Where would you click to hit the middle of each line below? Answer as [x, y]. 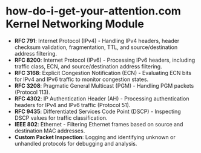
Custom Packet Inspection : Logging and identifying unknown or [95, 137]
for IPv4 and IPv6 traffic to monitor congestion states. [81, 79]
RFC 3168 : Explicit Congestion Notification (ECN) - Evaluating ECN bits [103, 73]
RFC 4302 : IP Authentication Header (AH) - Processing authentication [102, 99]
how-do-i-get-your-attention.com [93, 11]
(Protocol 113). [32, 92]
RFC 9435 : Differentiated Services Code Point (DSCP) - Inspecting [97, 111]
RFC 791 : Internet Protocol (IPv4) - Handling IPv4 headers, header [97, 41]
